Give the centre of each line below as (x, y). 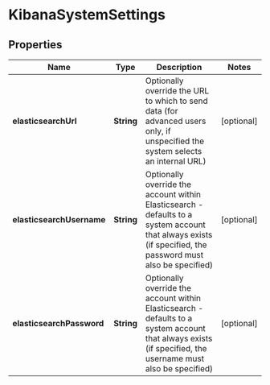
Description (179, 67)
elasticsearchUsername (59, 219)
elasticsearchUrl (45, 121)
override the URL (177, 91)
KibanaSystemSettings (87, 15)
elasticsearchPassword (58, 323)
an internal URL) (176, 161)
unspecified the (175, 141)
